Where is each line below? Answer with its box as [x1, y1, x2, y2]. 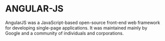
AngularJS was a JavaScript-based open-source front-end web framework [5, 19, 160, 25]
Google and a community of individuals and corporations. [5, 30, 124, 36]
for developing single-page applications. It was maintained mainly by [5, 24, 147, 30]
